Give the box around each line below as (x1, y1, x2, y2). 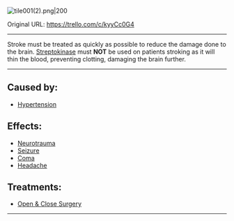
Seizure (17, 146, 40, 155)
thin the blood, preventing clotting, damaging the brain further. (7, 55, 187, 63)
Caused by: (7, 82, 58, 93)
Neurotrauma (17, 139, 56, 147)
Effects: (7, 121, 42, 132)
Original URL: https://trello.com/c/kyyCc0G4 (7, 20, 134, 28)
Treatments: (7, 181, 62, 193)
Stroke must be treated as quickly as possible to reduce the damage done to (7, 40, 226, 48)
